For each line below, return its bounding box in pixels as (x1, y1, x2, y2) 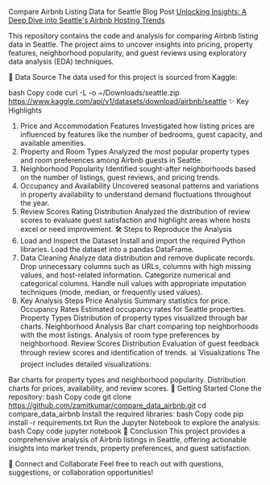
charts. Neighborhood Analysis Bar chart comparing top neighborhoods (19, 321, 260, 331)
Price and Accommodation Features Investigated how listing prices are (19, 121, 255, 131)
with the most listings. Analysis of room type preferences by (19, 330, 220, 339)
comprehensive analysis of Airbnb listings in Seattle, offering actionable (8, 435, 247, 444)
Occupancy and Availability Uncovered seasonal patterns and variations (19, 181, 260, 190)
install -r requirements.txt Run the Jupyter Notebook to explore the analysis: (8, 418, 260, 427)
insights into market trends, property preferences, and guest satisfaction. (8, 443, 251, 453)
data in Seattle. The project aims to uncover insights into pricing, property (8, 39, 254, 49)
